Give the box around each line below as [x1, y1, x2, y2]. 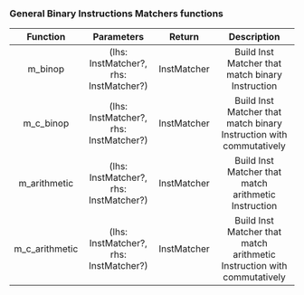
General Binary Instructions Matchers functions [9, 7, 223, 20]
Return [168, 31, 199, 43]
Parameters [92, 31, 145, 43]
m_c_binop [23, 117, 70, 129]
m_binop [27, 62, 65, 75]
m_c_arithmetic [14, 243, 79, 255]
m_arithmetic [18, 177, 74, 190]
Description [228, 31, 280, 43]
